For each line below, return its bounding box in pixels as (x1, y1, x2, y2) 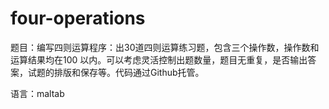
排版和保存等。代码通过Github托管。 (53, 66, 205, 78)
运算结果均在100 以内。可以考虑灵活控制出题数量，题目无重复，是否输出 (10, 53, 308, 66)
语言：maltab (10, 87, 65, 99)
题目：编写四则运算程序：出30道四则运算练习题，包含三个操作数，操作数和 (10, 41, 320, 53)
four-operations (10, 7, 146, 30)
